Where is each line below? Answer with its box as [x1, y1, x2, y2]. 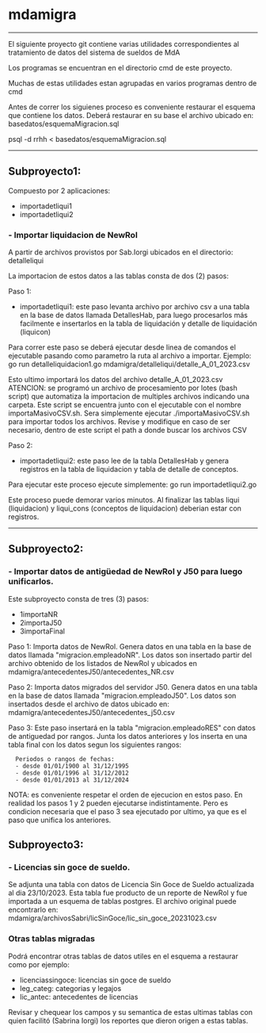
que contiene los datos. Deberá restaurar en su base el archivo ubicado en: [8, 110, 254, 120]
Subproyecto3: [8, 838, 84, 851]
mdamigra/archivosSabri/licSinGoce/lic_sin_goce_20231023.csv [8, 913, 218, 923]
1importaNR [19, 609, 58, 619]
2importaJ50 [19, 618, 63, 627]
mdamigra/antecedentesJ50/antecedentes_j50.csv [8, 707, 176, 717]
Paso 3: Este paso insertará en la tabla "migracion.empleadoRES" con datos [8, 723, 256, 733]
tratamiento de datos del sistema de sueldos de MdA [8, 48, 180, 57]
